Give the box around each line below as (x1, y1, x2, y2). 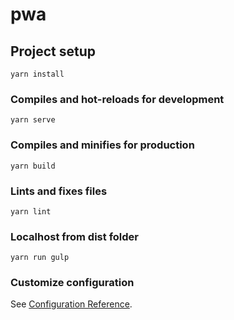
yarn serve (10, 115, 56, 125)
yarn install (10, 69, 65, 79)
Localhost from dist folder (10, 229, 139, 243)
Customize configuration (10, 276, 135, 290)
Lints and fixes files (10, 184, 108, 198)
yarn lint (10, 206, 52, 217)
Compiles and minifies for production (10, 138, 195, 152)
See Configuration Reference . (10, 298, 133, 310)
